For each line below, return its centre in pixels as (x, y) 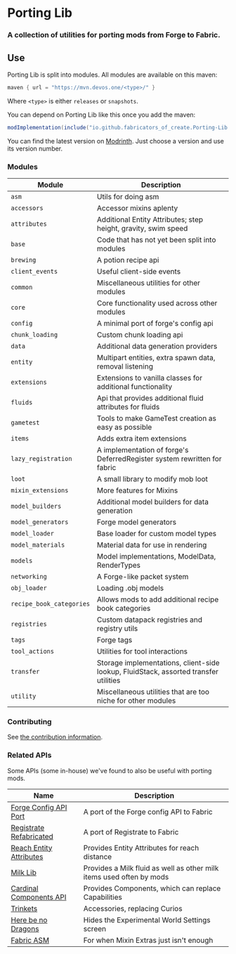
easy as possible (125, 427)
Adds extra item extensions (142, 438)
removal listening (125, 366)
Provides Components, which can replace (152, 888)
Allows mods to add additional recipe (158, 599)
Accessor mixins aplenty (138, 208)
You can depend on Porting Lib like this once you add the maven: (101, 115)
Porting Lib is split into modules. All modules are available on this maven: (112, 75)
